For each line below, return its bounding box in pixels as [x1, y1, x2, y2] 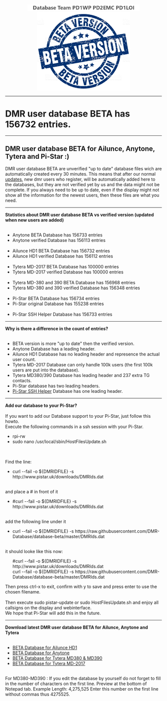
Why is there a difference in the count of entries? [5, 326, 108, 332]
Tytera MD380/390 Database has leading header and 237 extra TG [12, 372, 150, 378]
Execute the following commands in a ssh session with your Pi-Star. [5, 423, 144, 430]
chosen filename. [5, 588, 41, 594]
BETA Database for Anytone [12, 650, 70, 656]
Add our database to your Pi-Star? [5, 402, 78, 408]
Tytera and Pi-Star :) [5, 152, 70, 161]
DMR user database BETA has [5, 108, 130, 119]
